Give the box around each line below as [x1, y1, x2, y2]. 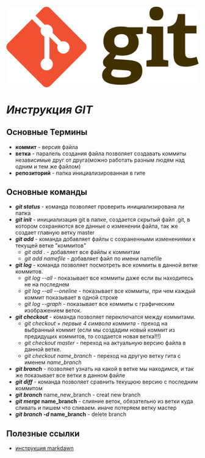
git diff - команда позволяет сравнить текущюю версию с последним [15, 378, 198, 385]
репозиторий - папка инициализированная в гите [15, 169, 146, 176]
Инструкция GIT [6, 103, 93, 117]
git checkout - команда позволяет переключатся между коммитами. [15, 313, 196, 321]
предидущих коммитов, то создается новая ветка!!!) [24, 333, 162, 340]
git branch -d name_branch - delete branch [15, 410, 127, 418]
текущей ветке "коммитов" [15, 242, 87, 249]
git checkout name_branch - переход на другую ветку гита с [24, 352, 181, 360]
